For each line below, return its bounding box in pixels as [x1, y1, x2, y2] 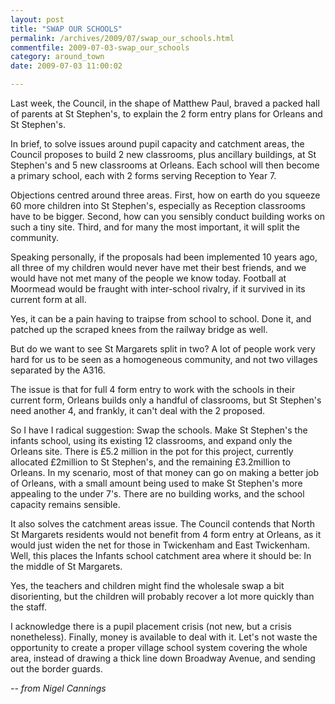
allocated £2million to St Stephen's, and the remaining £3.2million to [10, 456, 291, 468]
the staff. [10, 601, 47, 613]
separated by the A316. [10, 364, 106, 376]
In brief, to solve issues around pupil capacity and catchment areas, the [10, 138, 305, 150]
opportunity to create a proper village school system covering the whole [10, 642, 308, 653]
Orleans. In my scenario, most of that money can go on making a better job [10, 467, 320, 478]
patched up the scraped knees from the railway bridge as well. [10, 324, 268, 335]
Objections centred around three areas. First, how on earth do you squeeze [10, 189, 321, 201]
